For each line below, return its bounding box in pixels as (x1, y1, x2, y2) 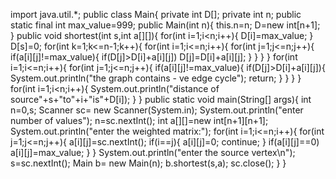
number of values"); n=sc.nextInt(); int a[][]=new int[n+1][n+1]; (10, 115, 269, 126)
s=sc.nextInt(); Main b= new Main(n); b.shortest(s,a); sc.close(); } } (10, 157, 287, 169)
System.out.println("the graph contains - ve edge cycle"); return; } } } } (10, 72, 302, 84)
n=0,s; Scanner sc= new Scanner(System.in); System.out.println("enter (10, 104, 304, 116)
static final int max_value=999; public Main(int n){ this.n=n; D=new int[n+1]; (10, 19, 321, 31)
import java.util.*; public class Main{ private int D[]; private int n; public (10, 9, 302, 20)
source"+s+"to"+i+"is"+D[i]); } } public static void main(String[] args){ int (10, 94, 312, 105)
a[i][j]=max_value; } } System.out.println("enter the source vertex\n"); (10, 147, 296, 158)
